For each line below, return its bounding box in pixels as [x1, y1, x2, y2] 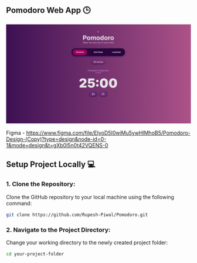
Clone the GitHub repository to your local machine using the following [6, 193, 175, 200]
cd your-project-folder [6, 251, 64, 257]
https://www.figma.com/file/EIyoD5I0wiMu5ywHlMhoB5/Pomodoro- [26, 129, 191, 137]
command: [6, 200, 32, 207]
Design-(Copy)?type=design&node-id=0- [6, 136, 107, 143]
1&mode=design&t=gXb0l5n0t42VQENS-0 [6, 142, 108, 149]
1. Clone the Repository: [6, 180, 76, 188]
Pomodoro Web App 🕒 [6, 5, 91, 15]
